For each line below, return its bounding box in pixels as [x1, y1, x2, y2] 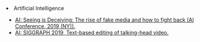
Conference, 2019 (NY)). [14, 23, 76, 29]
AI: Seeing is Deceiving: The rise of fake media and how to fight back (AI [14, 16, 194, 23]
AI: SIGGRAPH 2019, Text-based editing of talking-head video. [14, 29, 169, 36]
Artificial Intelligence [14, 5, 65, 11]
